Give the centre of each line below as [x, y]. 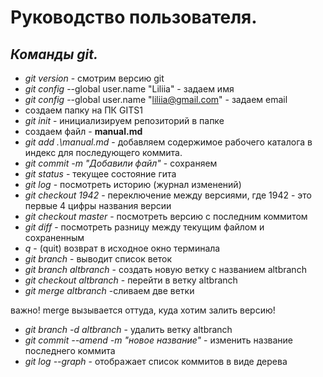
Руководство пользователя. [134, 17]
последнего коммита [70, 350]
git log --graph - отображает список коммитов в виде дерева [156, 361]
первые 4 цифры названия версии [98, 205]
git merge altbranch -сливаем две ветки [109, 290]
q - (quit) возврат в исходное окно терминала [122, 248]
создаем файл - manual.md [83, 131]
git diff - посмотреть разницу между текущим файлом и [144, 227]
